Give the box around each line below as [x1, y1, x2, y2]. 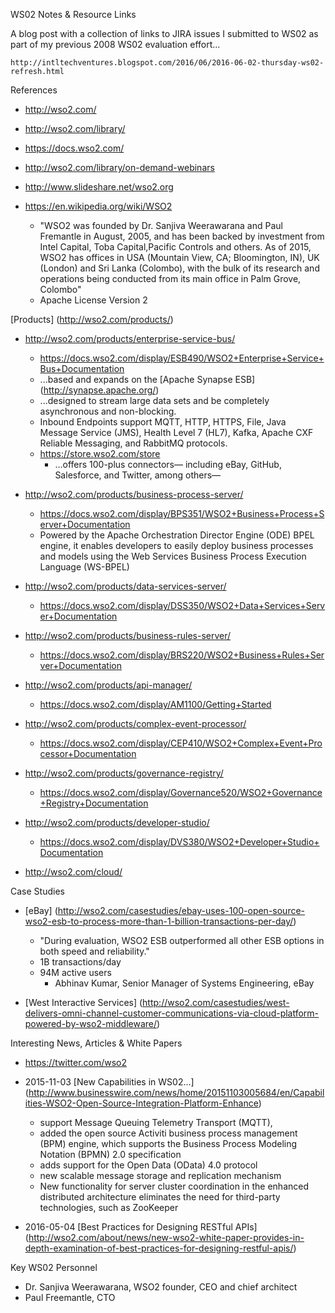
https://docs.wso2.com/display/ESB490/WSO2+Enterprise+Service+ [39, 352, 325, 364]
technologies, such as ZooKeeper [39, 1202, 179, 1213]
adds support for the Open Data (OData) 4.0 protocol [39, 1159, 258, 1171]
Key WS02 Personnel [10, 1262, 98, 1273]
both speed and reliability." [39, 945, 150, 957]
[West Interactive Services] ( [24, 997, 143, 1008]
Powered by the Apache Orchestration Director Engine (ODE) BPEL [39, 529, 315, 541]
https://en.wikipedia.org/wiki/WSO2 [24, 200, 173, 212]
